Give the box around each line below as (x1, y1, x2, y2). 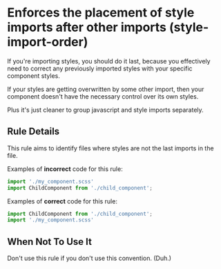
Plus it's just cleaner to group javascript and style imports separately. (7, 106, 204, 114)
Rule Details (7, 126, 60, 137)
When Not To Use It (7, 236, 92, 248)
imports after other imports (7, 19, 167, 35)
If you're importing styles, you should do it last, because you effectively (7, 57, 211, 65)
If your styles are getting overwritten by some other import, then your (7, 85, 204, 93)
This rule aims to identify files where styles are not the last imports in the (7, 143, 214, 152)
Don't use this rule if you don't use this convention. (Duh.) (7, 254, 171, 263)
